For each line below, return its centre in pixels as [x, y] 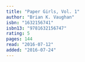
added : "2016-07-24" [31, 50]
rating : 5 [18, 34]
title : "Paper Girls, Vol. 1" [43, 12]
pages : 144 [19, 39]
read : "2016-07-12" [30, 45]
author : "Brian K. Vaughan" [40, 17]
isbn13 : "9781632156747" [36, 28]
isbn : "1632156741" [30, 22]
